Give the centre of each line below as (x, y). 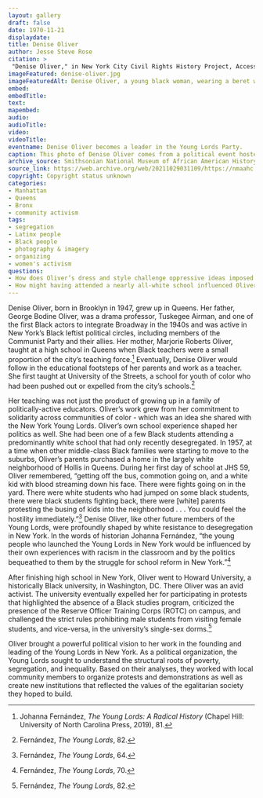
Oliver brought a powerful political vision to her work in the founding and (125, 644)
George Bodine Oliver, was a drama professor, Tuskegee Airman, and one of (131, 316)
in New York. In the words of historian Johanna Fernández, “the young (121, 536)
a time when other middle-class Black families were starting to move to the (128, 451)
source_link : (29, 169)
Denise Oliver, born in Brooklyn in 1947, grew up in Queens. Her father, (121, 308)
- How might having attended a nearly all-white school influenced (121, 286)
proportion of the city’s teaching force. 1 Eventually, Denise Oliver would (123, 359)
